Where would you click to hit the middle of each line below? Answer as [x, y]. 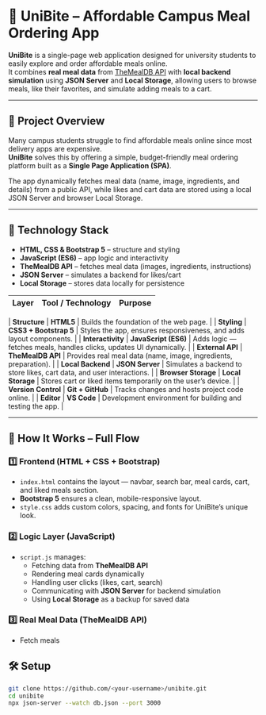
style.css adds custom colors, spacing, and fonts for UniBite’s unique [134, 507]
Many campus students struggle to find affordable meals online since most [130, 140]
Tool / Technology [76, 302]
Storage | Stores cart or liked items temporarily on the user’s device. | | [124, 381]
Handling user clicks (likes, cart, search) [97, 582]
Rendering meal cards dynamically [88, 574]
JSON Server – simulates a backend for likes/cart [100, 275]
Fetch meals [40, 640]
